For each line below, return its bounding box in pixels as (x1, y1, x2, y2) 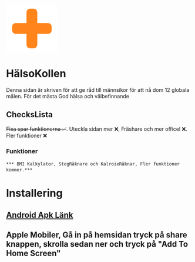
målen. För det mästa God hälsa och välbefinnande (6, 92, 129, 100)
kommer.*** (6, 167, 33, 173)
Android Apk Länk (6, 210, 73, 220)
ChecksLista (6, 110, 53, 120)
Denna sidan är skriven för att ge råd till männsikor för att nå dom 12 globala (6, 86, 190, 93)
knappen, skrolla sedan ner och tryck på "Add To (6, 239, 189, 249)
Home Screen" (6, 248, 61, 258)
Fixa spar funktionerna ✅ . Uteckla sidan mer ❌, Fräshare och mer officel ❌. (6, 125, 188, 132)
